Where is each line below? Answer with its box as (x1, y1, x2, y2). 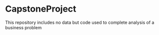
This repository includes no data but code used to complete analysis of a (5, 19, 155, 25)
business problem (5, 24, 42, 30)
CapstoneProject (5, 3, 77, 15)
